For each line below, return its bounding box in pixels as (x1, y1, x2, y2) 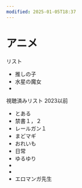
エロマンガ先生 (14, 175, 52, 182)
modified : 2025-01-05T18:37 (6, 8, 77, 15)
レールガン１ (14, 124, 47, 132)
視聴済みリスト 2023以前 (6, 97, 68, 104)
